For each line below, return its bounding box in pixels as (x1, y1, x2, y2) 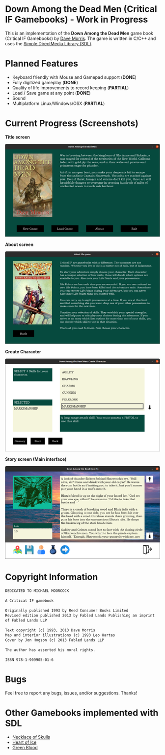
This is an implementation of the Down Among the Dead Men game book (5, 30, 154, 36)
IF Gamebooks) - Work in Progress (5, 14, 148, 25)
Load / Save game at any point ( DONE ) (12, 90, 91, 96)
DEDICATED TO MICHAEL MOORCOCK (5, 588, 69, 593)
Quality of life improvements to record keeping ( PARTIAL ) (12, 85, 129, 91)
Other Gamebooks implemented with (5, 707, 159, 718)
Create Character (5, 349, 42, 355)
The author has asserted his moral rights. (5, 647, 96, 652)
